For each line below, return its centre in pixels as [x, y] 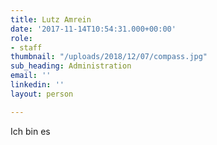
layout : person [42, 94]
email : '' [31, 76]
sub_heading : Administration [71, 66]
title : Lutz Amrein [51, 19]
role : [21, 38]
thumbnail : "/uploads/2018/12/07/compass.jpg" [109, 57]
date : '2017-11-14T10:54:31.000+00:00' [93, 29]
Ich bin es [30, 131]
